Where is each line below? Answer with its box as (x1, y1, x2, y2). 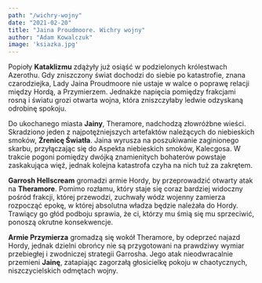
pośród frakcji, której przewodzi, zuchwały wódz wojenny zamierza (8, 193, 226, 202)
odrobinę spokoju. (8, 103, 67, 114)
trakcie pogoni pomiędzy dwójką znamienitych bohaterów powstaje (8, 152, 226, 161)
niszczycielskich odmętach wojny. (8, 266, 118, 275)
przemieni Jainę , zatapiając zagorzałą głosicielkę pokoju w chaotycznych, (8, 258, 248, 267)
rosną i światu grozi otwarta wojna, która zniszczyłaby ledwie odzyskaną (8, 96, 243, 105)
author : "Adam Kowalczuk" (8, 33, 93, 42)
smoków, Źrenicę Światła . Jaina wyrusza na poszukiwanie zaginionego (8, 136, 239, 145)
